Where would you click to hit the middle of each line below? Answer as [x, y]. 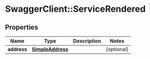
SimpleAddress [50, 49]
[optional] [117, 49]
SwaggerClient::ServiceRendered [75, 9]
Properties [22, 27]
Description [87, 41]
